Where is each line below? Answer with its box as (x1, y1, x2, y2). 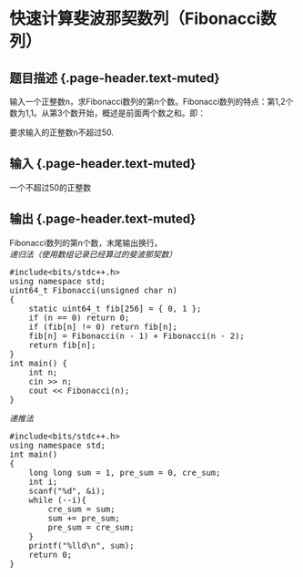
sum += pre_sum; (47, 512, 120, 523)
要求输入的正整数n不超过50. (9, 127, 115, 138)
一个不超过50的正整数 (9, 181, 92, 192)
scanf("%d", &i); (28, 485, 106, 496)
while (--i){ (28, 494, 86, 505)
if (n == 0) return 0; (28, 312, 130, 323)
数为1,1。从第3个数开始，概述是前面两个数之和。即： (9, 108, 207, 118)
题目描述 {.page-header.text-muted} (9, 70, 220, 86)
